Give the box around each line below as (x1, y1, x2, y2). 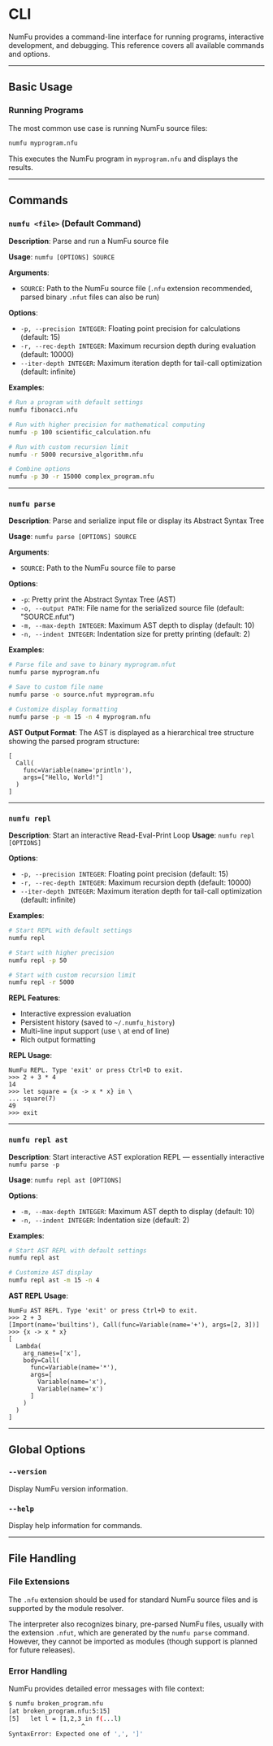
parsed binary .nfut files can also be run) (19, 292, 160, 302)
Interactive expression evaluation (19, 1009, 132, 1019)
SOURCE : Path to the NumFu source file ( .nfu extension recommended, (19, 284, 253, 294)
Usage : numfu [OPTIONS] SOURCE (8, 252, 115, 262)
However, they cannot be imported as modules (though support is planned (8, 1636, 258, 1646)
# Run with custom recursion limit (8, 442, 129, 451)
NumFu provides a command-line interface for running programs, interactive (8, 32, 264, 41)
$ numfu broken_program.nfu (8, 1700, 104, 1708)
